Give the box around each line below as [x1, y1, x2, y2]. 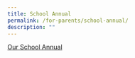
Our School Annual [7, 43, 63, 52]
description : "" [7, 23, 55, 30]
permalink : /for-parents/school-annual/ [7, 17, 129, 24]
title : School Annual [7, 10, 72, 18]
